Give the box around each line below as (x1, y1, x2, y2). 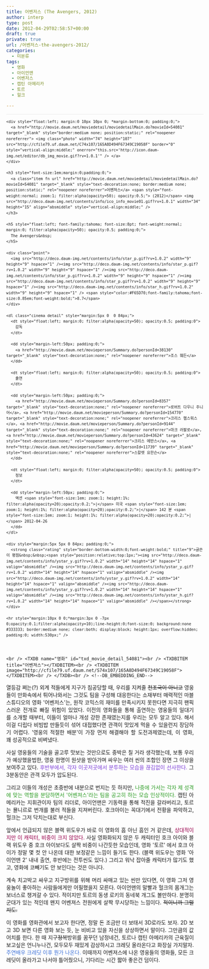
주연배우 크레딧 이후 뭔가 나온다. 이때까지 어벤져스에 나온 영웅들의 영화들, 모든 (6, 949, 188, 956)
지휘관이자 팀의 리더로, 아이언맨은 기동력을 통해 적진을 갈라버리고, (27, 798, 183, 806)
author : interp (6, 14, 44, 20)
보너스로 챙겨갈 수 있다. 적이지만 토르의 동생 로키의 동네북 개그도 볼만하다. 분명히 (6, 891, 194, 899)
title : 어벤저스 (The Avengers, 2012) (6, 8, 98, 15)
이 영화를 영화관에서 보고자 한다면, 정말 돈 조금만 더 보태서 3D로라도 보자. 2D (6, 919, 188, 926)
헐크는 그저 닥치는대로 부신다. (6, 813, 75, 821)
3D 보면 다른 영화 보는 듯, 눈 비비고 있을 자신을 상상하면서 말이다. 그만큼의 (13, 926, 188, 933)
